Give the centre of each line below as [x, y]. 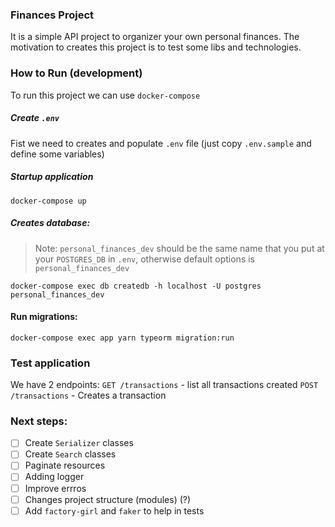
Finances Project [52, 15]
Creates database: [50, 223]
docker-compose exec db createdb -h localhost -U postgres [136, 286]
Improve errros [55, 488]
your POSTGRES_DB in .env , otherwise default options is [144, 259]
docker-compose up [48, 201]
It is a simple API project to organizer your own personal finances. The [155, 37]
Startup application [52, 177]
